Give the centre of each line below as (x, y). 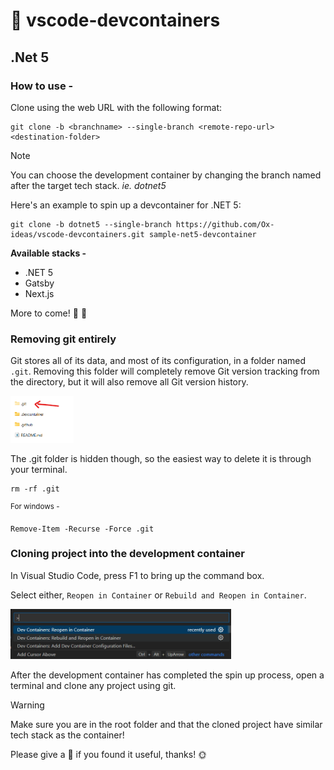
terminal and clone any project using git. (93, 685)
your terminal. (39, 469)
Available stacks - (48, 253)
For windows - (35, 506)
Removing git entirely (63, 339)
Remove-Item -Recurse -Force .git (82, 529)
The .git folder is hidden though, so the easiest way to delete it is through (161, 458)
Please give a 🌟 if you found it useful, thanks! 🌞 (109, 754)
